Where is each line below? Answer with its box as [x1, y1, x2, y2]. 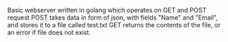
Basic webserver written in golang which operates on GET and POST [7, 6, 207, 14]
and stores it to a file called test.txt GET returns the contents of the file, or [7, 21, 221, 29]
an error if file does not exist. [7, 28, 91, 36]
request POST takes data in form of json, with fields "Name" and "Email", [7, 13, 218, 22]
